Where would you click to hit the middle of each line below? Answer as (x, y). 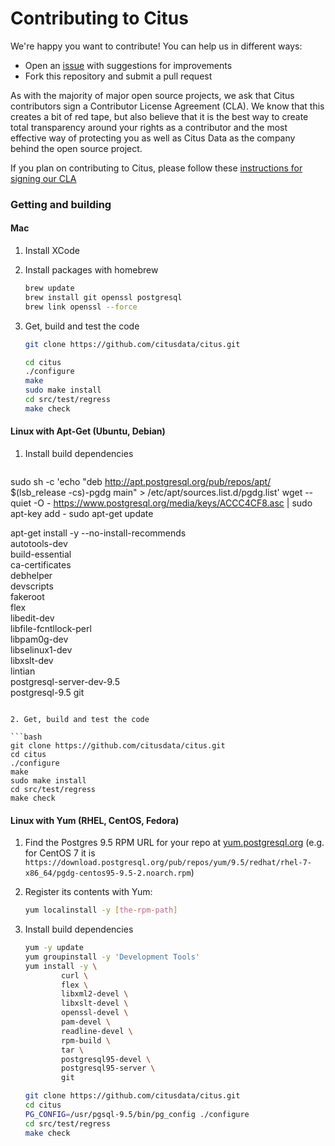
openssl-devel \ (95, 1013)
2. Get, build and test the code (80, 720)
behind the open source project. (76, 148)
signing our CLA (43, 178)
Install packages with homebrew (91, 270)
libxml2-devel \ (95, 994)
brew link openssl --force (81, 307)
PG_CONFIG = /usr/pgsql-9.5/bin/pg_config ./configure (137, 1114)
